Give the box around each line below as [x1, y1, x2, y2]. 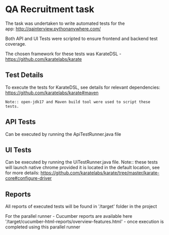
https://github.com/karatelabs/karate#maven [5, 90, 99, 96]
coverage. [5, 41, 26, 47]
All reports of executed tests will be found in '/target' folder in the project [5, 204, 157, 210]
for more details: [5, 170, 39, 176]
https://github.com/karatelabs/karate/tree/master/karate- [40, 170, 160, 176]
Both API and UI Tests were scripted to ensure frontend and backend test [5, 35, 158, 42]
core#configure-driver [5, 175, 52, 181]
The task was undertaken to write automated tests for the [5, 20, 125, 26]
